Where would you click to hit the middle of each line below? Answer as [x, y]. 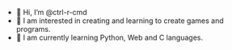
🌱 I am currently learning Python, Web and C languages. [110, 37]
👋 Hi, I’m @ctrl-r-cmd [51, 12]
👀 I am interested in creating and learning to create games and [120, 21]
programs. [33, 29]
